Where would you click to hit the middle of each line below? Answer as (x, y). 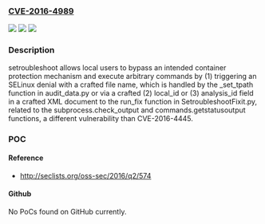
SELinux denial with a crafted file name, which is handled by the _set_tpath (131, 84)
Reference (26, 158)
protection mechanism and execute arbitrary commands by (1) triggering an (132, 76)
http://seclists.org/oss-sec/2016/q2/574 (85, 175)
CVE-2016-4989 (41, 11)
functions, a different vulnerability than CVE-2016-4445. (101, 118)
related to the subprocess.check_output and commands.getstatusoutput (127, 110)
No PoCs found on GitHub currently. (67, 211)
